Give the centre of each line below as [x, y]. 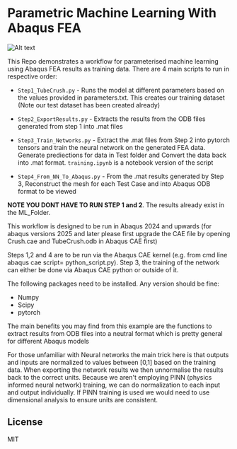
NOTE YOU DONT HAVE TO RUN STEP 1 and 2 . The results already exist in [116, 205]
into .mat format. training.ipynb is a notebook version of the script [115, 162]
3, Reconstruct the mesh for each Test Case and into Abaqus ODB [114, 183]
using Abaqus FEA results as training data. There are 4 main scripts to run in [118, 69]
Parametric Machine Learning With [112, 13]
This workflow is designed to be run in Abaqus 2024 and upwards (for [110, 226]
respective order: [33, 76]
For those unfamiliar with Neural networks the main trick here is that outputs [118, 354]
